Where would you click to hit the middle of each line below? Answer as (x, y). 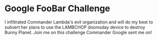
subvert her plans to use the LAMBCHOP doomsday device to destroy (75, 27)
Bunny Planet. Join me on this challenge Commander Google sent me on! (78, 32)
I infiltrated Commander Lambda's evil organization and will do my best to (79, 22)
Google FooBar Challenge (57, 9)
